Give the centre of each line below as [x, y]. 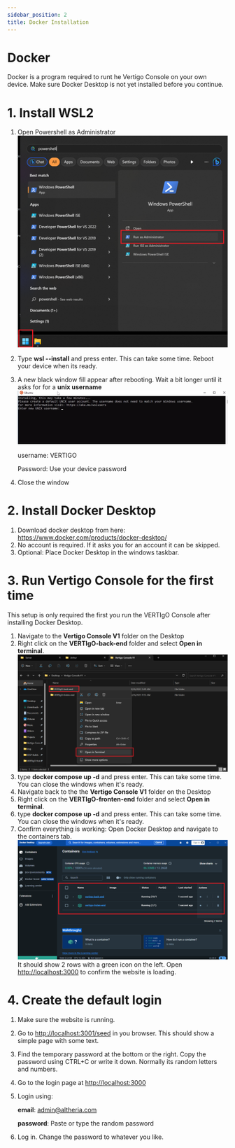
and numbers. [37, 1069]
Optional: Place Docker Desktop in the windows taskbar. [98, 552]
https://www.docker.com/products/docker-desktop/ [92, 537]
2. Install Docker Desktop [82, 510]
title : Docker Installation [48, 22]
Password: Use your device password [72, 468]
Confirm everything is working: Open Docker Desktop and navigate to [118, 829]
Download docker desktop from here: [71, 530]
